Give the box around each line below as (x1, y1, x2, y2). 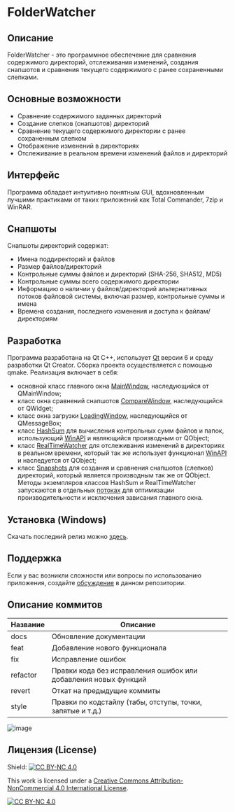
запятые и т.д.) (51, 706, 102, 715)
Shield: (7, 762, 27, 771)
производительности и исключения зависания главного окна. (17, 493, 204, 502)
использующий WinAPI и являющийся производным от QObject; (17, 434, 210, 442)
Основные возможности (7, 93, 121, 105)
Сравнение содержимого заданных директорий (17, 111, 162, 120)
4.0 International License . (55, 783, 129, 792)
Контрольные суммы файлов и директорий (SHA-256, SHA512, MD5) (17, 270, 222, 279)
